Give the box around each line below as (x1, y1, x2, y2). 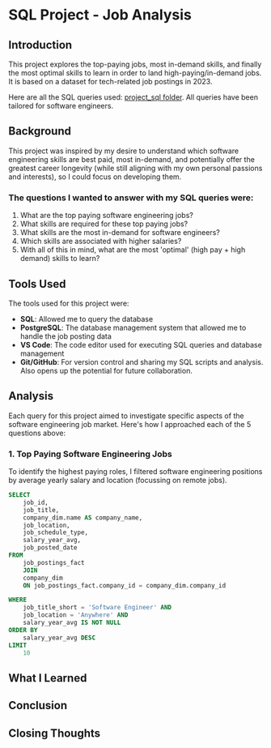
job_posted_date (23, 544, 78, 552)
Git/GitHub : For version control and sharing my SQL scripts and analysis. (19, 357, 264, 366)
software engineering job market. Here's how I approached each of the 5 (8, 419, 252, 429)
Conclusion (8, 699, 68, 712)
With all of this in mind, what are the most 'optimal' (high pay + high (19, 245, 246, 254)
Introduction (8, 38, 73, 52)
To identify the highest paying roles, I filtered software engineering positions (8, 467, 263, 477)
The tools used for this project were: (8, 298, 129, 308)
